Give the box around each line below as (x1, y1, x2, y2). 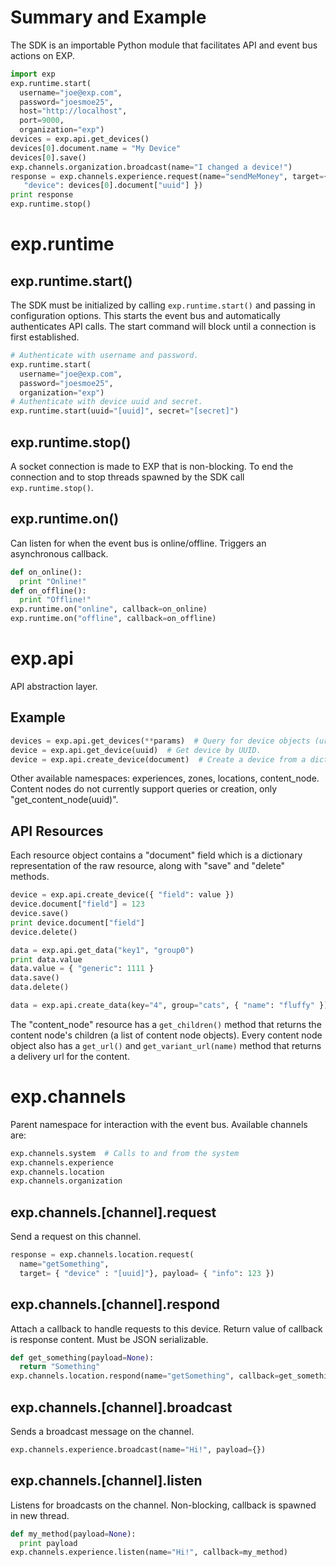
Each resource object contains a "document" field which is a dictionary (10, 849, 303, 861)
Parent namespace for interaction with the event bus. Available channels (10, 1118, 308, 1130)
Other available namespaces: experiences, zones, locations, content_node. (10, 772, 320, 785)
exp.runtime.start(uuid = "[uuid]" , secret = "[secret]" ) (10, 406, 240, 416)
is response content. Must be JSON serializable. (10, 1333, 209, 1345)
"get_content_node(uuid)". (10, 794, 119, 806)
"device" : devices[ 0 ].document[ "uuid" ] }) (23, 181, 203, 191)
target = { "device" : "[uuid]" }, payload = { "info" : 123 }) (19, 1268, 275, 1278)
